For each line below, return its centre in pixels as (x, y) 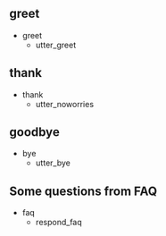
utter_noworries (65, 104)
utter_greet (56, 45)
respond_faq (58, 223)
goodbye (34, 132)
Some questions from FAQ (83, 191)
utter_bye (53, 163)
